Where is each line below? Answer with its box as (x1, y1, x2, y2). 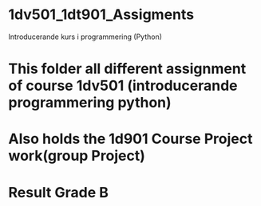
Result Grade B (8, 183, 109, 201)
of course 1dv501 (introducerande (8, 77, 238, 95)
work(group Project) (8, 147, 145, 165)
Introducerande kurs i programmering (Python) (8, 32, 162, 41)
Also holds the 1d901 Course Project (8, 130, 253, 148)
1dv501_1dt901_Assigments (8, 6, 194, 24)
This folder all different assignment (8, 60, 247, 78)
